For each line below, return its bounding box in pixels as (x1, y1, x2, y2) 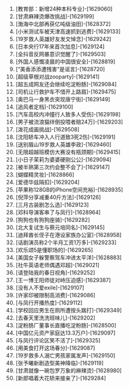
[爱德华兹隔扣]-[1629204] (15, 178, 80, 186)
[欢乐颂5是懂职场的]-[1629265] (15, 247, 93, 253)
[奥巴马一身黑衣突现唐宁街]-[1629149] (15, 96, 110, 102)
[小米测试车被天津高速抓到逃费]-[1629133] (15, 28, 121, 35)
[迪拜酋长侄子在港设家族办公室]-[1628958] (15, 231, 122, 238)
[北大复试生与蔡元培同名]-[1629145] (15, 224, 105, 231)
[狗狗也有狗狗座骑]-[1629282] (15, 216, 90, 223)
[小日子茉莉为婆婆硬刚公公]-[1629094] (15, 156, 112, 163)
